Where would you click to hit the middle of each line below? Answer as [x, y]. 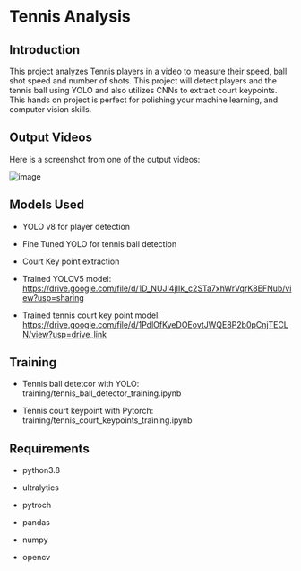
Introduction [45, 50]
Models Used [47, 205]
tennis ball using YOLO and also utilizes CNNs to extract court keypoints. [143, 90]
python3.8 [41, 470]
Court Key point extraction [71, 261]
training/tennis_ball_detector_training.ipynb [102, 393]
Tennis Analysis [70, 17]
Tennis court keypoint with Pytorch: [88, 411]
